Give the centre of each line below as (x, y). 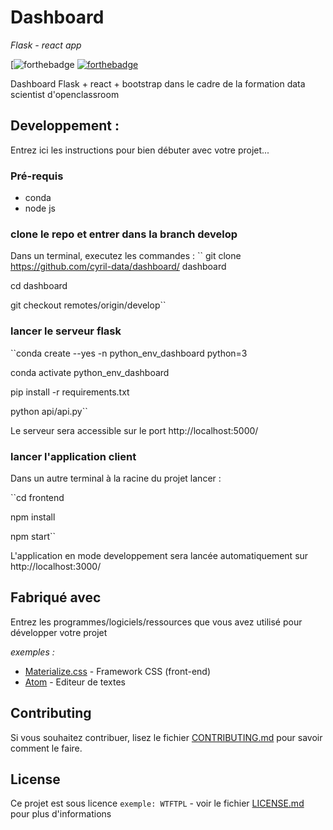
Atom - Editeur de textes (75, 682)
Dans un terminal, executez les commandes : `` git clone (126, 256)
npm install (33, 517)
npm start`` (33, 536)
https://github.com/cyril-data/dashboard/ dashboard (118, 267)
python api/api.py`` (49, 411)
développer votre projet (59, 632)
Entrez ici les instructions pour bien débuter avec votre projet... (140, 150)
